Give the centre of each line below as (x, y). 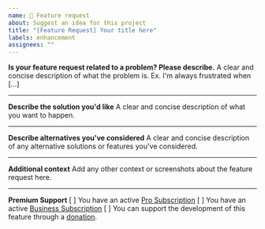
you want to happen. (41, 115)
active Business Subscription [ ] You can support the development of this (127, 208)
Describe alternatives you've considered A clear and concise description (129, 138)
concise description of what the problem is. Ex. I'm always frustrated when (130, 76)
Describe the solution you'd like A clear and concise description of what (127, 107)
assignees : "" (32, 45)
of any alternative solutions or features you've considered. (103, 146)
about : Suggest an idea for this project (77, 23)
